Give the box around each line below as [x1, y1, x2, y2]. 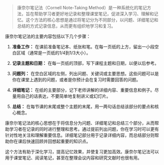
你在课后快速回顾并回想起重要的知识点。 [9, 139, 91, 144]
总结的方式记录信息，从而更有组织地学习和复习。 [17, 23, 116, 29]
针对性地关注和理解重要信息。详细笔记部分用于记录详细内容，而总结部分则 [5, 132, 155, 138]
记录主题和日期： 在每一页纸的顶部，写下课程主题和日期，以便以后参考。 [12, 61, 159, 66]
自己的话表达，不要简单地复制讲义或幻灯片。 [20, 93, 111, 99]
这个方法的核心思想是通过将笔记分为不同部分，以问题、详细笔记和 [25, 17, 159, 22]
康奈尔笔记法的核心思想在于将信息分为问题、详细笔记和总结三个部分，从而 [5, 120, 155, 126]
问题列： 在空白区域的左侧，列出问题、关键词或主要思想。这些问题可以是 [12, 71, 159, 76]
